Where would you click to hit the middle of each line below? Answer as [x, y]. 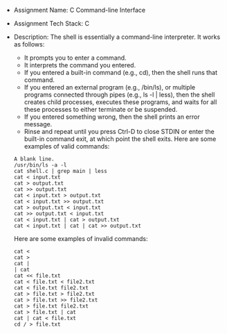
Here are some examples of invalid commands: [81, 239]
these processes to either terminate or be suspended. [101, 109]
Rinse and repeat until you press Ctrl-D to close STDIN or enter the [119, 132]
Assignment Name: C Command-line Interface [80, 10]
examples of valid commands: [67, 146]
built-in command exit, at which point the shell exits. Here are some [120, 139]
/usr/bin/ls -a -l [40, 165]
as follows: [29, 44]
